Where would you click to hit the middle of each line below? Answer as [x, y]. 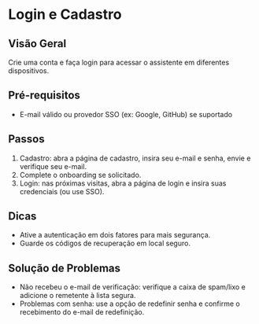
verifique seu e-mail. [53, 166]
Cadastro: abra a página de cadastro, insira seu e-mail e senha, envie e [135, 158]
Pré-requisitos [44, 96]
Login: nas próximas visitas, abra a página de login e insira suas [123, 183]
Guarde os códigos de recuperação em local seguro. [105, 243]
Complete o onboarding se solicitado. [80, 175]
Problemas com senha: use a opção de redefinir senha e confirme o [129, 304]
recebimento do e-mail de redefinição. [82, 312]
